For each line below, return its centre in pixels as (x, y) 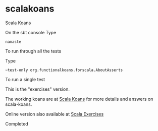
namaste (13, 42)
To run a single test (25, 79)
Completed (17, 123)
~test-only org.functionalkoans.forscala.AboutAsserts (64, 70)
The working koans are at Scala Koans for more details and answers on (79, 99)
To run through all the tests (33, 51)
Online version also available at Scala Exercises (55, 114)
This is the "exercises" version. (37, 89)
